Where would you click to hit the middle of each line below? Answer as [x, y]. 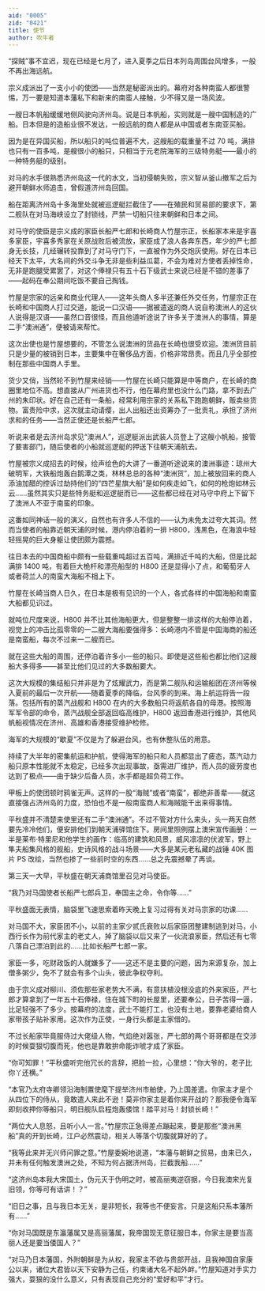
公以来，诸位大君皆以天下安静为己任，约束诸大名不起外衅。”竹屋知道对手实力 [132, 1270]
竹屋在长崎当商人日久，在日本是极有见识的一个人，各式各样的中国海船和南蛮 [132, 593]
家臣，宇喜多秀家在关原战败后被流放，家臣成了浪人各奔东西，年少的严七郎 [136, 241]
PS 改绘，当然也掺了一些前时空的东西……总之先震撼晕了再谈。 [118, 859]
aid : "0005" [28, 15]
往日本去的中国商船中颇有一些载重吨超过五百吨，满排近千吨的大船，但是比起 [132, 557]
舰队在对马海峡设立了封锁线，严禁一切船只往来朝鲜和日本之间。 [118, 214]
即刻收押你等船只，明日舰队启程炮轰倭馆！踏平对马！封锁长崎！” [114, 1109]
